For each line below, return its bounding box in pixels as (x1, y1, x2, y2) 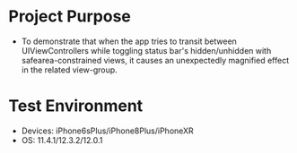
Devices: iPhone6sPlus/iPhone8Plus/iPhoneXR (21, 125, 194, 136)
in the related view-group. (21, 64, 118, 75)
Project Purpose (8, 6, 132, 27)
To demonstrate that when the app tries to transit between (21, 36, 237, 47)
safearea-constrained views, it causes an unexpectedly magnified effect (21, 55, 289, 65)
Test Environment (8, 96, 144, 116)
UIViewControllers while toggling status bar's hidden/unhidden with (21, 45, 272, 55)
